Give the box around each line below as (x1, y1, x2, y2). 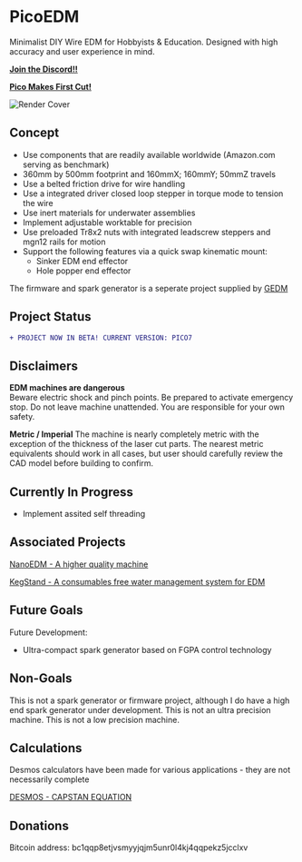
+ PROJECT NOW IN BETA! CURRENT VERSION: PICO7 (9, 333, 193, 342)
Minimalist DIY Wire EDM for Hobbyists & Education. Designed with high (9, 36, 278, 47)
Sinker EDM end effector (35, 255, 129, 266)
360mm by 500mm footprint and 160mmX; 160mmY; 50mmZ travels (22, 168, 277, 179)
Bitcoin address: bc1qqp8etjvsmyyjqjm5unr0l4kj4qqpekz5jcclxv (9, 842, 248, 853)
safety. (9, 411, 35, 422)
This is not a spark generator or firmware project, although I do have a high (9, 695, 290, 706)
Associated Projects (9, 534, 126, 550)
